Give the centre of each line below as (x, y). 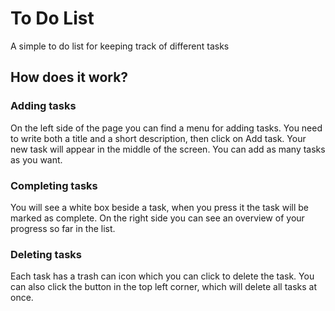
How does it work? (69, 77)
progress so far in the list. (63, 228)
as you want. (36, 159)
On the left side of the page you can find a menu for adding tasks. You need (166, 128)
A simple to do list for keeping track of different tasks (120, 46)
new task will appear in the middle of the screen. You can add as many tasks (168, 149)
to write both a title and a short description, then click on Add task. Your (158, 138)
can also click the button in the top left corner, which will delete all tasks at (164, 287)
